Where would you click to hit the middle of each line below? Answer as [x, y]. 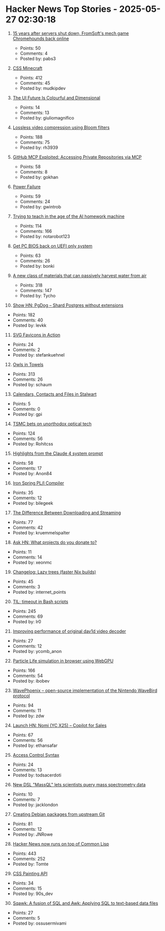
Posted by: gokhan [39, 177]
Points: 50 [30, 48]
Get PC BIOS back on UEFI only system [52, 246]
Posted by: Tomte [31, 864]
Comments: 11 [27, 710]
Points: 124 [24, 433]
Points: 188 [31, 137]
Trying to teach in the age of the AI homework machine [68, 216]
